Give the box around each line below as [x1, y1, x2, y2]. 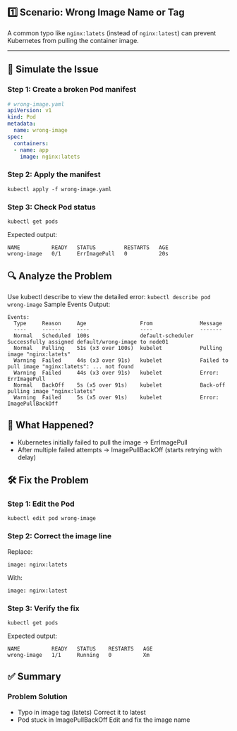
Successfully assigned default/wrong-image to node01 [7, 338, 169, 345]
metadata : [7, 120, 37, 128]
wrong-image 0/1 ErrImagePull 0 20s [7, 250, 169, 257]
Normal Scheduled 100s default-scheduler [13, 332, 194, 339]
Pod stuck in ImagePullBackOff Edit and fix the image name [17, 715, 190, 724]
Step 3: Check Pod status [7, 202, 97, 212]
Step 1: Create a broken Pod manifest [7, 85, 136, 95]
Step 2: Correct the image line [7, 531, 111, 541]
